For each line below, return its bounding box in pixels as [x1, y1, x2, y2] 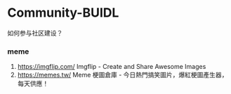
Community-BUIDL [7, 5, 119, 21]
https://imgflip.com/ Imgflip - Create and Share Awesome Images [17, 63, 206, 71]
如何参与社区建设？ [7, 29, 63, 37]
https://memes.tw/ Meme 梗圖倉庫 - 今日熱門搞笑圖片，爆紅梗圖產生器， [17, 71, 228, 79]
